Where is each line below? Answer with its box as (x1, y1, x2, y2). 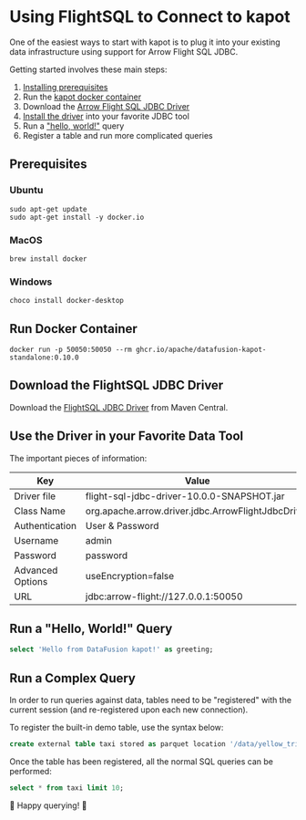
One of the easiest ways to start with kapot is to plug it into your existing (9, 36, 280, 47)
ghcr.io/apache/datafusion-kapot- (135, 345, 267, 355)
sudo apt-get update (9, 204, 88, 213)
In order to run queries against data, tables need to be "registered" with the (9, 695, 292, 706)
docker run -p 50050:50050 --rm (9, 345, 132, 355)
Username (14, 534, 59, 546)
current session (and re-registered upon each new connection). (9, 704, 249, 715)
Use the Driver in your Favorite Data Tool (9, 429, 244, 444)
